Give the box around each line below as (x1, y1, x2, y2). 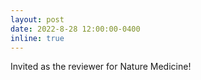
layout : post (10, 14, 65, 25)
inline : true (10, 33, 65, 43)
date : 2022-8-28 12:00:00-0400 (10, 24, 141, 34)
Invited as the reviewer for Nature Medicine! (10, 61, 192, 73)
